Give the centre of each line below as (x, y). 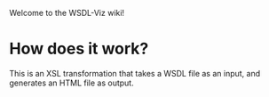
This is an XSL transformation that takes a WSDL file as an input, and (135, 73)
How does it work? (79, 49)
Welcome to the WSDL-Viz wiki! (67, 13)
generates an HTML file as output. (72, 83)
